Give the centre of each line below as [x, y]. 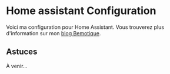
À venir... [17, 66]
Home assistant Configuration [81, 11]
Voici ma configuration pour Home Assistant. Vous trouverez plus [85, 27]
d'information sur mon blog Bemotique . [54, 33]
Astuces [22, 52]
